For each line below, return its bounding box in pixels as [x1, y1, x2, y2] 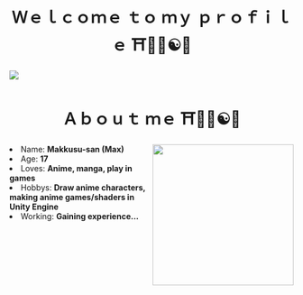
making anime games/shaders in [9, 191, 135, 202]
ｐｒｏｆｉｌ [196, 7, 291, 28]
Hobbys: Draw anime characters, [21, 181, 146, 193]
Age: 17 [21, 153, 49, 164]
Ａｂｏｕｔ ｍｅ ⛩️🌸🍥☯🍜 [61, 109, 242, 130]
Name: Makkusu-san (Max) [21, 143, 124, 154]
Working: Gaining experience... [21, 210, 140, 221]
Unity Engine [9, 201, 59, 212]
